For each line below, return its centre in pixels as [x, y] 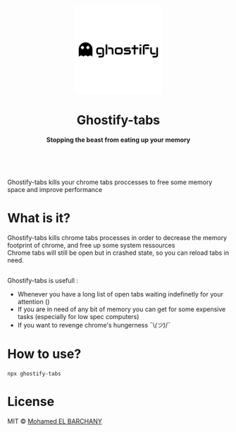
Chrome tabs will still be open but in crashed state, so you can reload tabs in [118, 253]
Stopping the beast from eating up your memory [118, 140]
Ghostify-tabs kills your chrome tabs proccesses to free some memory [110, 182]
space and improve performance [55, 189]
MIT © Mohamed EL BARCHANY [55, 421]
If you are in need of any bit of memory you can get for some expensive [122, 309]
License [31, 402]
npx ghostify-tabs [34, 374]
